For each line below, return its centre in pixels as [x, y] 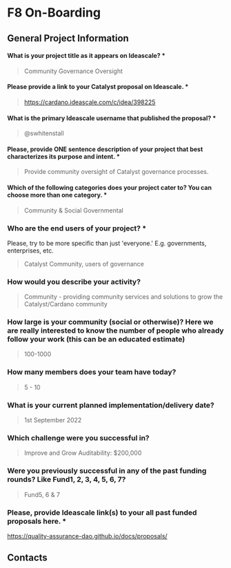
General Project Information [68, 38]
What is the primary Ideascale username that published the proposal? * [112, 118]
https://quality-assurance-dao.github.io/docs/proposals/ [87, 536]
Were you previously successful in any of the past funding [107, 471]
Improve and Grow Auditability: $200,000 [83, 453]
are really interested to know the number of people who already [115, 331]
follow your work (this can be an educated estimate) [96, 340]
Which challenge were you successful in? [78, 438]
